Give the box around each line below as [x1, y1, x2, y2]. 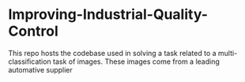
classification [8, 57, 51, 66]
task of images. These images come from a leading [52, 57, 220, 66]
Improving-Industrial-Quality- [8, 6, 208, 24]
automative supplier [8, 65, 73, 74]
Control [8, 22, 59, 40]
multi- [217, 48, 238, 58]
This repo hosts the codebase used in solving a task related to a [8, 48, 217, 58]
